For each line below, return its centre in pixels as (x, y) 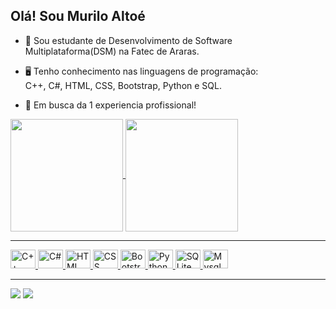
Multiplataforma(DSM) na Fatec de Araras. (112, 51)
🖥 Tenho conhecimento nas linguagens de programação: (141, 71)
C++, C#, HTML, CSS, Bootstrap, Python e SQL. (123, 85)
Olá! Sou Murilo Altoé (78, 16)
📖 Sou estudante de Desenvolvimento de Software (128, 40)
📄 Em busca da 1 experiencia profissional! (110, 105)
